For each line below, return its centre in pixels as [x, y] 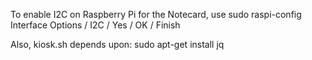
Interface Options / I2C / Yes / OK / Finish [95, 25]
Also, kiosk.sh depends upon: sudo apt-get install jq [117, 44]
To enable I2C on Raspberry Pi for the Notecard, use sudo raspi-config [156, 14]
